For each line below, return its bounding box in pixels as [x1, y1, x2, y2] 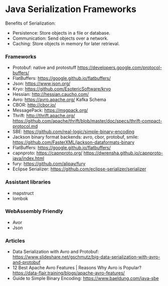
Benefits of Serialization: [5, 20, 56, 26]
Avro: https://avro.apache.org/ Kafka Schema [12, 97, 106, 103]
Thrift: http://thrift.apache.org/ [12, 113, 75, 119]
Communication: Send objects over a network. [12, 35, 109, 41]
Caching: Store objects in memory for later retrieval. [12, 40, 120, 46]
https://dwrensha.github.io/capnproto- [83, 150, 163, 156]
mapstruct [12, 190, 34, 196]
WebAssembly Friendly [5, 208, 64, 215]
